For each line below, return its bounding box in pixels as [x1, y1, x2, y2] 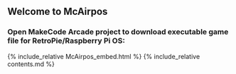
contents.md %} [7, 60, 55, 68]
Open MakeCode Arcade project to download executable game [7, 27, 229, 37]
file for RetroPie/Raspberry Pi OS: [7, 36, 126, 46]
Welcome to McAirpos [7, 6, 108, 18]
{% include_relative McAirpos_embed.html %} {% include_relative [7, 52, 200, 60]
